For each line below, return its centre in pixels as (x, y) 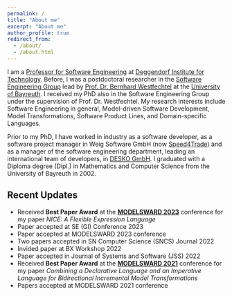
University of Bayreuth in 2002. (52, 173)
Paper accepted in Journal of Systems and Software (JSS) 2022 (109, 256)
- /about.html (34, 53)
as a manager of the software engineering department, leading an (101, 151)
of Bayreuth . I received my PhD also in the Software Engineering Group (108, 93)
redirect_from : (29, 39)
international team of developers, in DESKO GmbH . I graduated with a (106, 158)
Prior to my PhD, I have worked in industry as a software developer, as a (110, 136)
